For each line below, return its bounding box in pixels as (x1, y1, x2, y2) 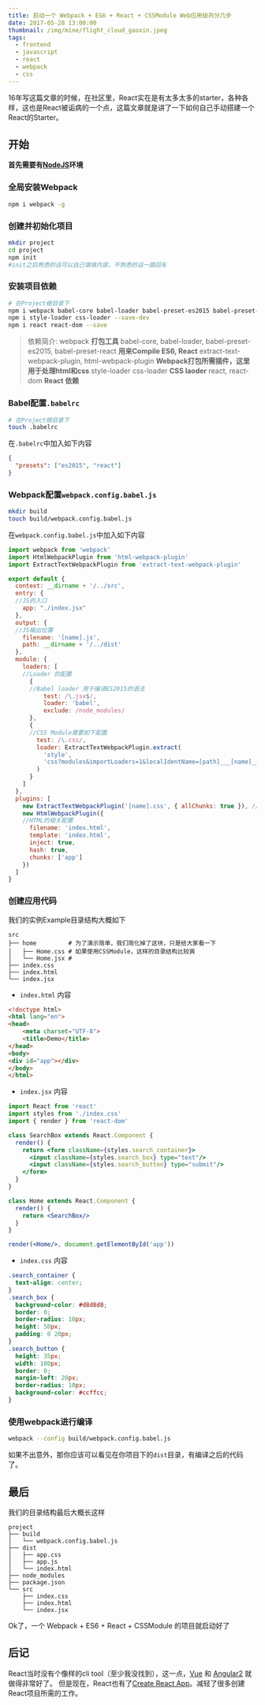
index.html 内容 (19, 990, 72, 999)
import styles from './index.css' (8, 1110, 122, 1118)
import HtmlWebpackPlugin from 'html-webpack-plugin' (8, 553, 189, 561)
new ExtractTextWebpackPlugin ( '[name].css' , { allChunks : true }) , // (22, 802, 259, 810)
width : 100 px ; (15, 1360, 62, 1367)
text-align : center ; (15, 1279, 83, 1287)
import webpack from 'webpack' (8, 546, 111, 554)
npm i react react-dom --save (8, 321, 108, 330)
